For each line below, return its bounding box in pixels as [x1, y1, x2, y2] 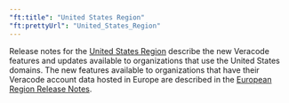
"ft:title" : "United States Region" [9, 12, 145, 22]
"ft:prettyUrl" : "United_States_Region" [9, 21, 162, 30]
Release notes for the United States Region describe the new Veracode [9, 45, 269, 56]
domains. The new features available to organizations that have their [9, 64, 260, 75]
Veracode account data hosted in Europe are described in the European [9, 74, 272, 84]
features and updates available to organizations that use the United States [9, 55, 280, 66]
